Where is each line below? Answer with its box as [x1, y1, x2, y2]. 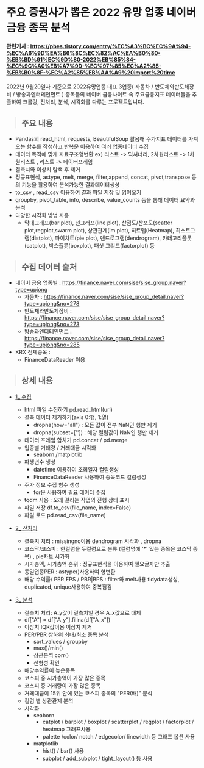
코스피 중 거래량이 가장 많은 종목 [24, 681, 101, 689]
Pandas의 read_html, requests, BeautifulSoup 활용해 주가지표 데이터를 [15, 135, 188, 143]
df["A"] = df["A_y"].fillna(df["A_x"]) [24, 615, 111, 623]
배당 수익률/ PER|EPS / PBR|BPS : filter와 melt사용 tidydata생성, [24, 575, 180, 583]
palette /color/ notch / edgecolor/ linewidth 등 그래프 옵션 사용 [42, 733, 195, 740]
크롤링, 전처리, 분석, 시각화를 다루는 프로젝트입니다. [22, 98, 144, 106]
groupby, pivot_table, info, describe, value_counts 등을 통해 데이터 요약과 [15, 196, 195, 204]
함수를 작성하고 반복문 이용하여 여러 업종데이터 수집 [26, 143, 149, 150]
